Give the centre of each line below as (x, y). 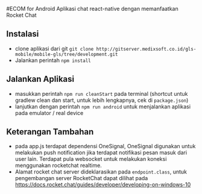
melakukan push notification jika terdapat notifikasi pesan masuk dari (101, 152)
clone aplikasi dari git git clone (54, 48)
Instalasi (23, 34)
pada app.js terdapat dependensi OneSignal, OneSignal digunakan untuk (105, 146)
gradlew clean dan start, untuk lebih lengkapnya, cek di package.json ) (102, 100)
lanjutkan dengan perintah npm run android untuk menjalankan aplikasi (103, 106)
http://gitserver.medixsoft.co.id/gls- (146, 49)
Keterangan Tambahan (50, 132)
